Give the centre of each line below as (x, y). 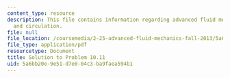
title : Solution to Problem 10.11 (56, 58)
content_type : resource (41, 13)
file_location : (29, 39)
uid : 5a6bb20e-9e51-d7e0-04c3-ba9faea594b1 (70, 64)
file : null (23, 32)
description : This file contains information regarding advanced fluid (111, 20)
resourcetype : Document (41, 52)
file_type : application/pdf (47, 45)
